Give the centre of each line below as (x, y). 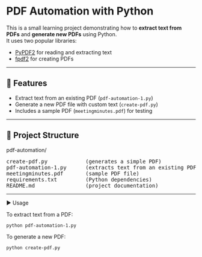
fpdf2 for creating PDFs (44, 59)
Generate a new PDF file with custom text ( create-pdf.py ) (86, 104)
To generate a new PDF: (36, 237)
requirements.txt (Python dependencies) (79, 179)
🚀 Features (27, 84)
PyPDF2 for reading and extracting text (63, 52)
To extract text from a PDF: (40, 214)
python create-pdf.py (33, 248)
